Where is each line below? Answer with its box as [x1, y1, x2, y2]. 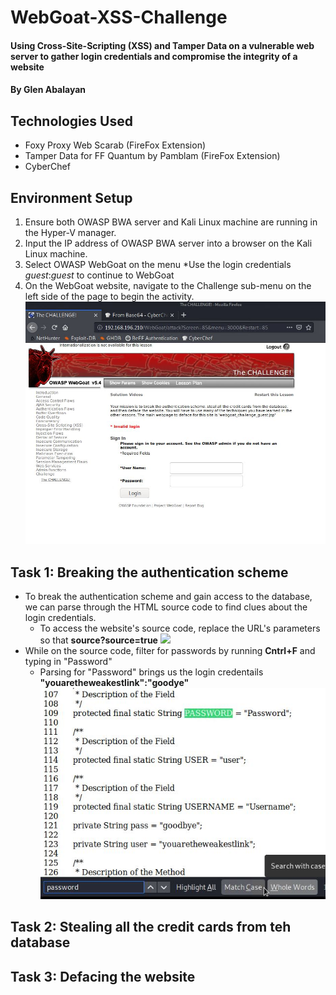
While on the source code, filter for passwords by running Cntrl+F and [24, 645, 316, 657]
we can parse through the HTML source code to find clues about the [24, 601, 308, 613]
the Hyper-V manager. [24, 227, 117, 238]
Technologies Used [10, 112, 133, 130]
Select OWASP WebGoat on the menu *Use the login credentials [24, 259, 292, 270]
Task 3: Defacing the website [10, 968, 196, 985]
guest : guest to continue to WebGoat [24, 269, 175, 281]
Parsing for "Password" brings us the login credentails [39, 666, 264, 678]
